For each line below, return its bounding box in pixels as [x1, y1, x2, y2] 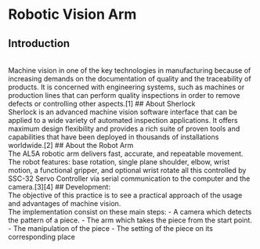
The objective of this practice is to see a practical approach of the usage [8, 190, 243, 200]
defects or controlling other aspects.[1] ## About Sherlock [8, 99, 196, 108]
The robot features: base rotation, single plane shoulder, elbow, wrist [8, 157, 230, 166]
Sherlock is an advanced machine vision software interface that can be [8, 107, 237, 117]
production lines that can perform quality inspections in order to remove [8, 91, 240, 99]
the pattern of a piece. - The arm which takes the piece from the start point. [8, 215, 253, 225]
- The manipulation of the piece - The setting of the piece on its [8, 224, 214, 233]
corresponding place [8, 233, 76, 241]
